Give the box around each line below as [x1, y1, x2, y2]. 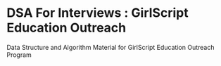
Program [6, 51, 32, 59]
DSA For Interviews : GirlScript [6, 5, 189, 21]
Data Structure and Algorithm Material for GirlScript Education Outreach [6, 43, 215, 51]
